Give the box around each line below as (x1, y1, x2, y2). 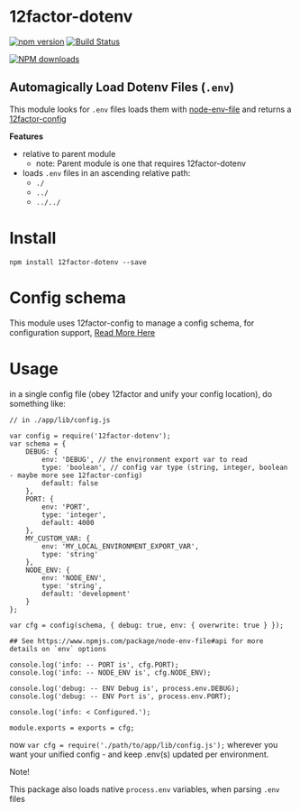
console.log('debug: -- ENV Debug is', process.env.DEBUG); (9, 684, 241, 693)
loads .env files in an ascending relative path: (22, 167, 191, 178)
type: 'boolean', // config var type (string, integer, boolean (41, 463, 288, 472)
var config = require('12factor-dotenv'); (9, 431, 171, 440)
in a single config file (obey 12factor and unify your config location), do (9, 388, 273, 399)
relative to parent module (22, 148, 116, 159)
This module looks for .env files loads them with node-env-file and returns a (9, 104, 292, 115)
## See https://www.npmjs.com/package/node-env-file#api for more (9, 636, 264, 646)
